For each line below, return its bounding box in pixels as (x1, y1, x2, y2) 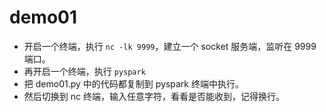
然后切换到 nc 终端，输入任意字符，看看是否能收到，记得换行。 (23, 90, 285, 102)
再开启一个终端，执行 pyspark (23, 65, 146, 77)
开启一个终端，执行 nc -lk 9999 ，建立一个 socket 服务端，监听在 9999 (23, 40, 317, 52)
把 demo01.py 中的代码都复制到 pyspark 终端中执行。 (23, 77, 244, 90)
